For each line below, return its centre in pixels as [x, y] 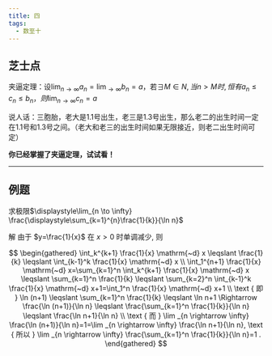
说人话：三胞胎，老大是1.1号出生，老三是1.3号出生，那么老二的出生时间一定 [134, 117]
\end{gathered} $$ [136, 343]
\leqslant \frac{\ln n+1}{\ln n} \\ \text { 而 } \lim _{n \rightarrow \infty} [136, 316]
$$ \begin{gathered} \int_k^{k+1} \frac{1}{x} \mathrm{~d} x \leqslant [123, 252]
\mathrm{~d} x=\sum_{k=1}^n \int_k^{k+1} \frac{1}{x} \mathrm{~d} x [136, 270]
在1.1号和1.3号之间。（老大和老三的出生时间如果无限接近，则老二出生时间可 [132, 127]
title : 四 [24, 16]
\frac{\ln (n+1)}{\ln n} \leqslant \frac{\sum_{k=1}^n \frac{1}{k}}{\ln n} [136, 306]
